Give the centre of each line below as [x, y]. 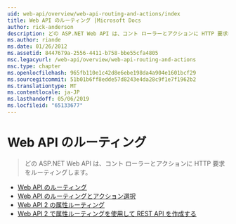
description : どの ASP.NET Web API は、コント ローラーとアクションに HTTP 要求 [118, 33]
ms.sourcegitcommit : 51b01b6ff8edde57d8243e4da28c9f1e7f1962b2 [102, 79]
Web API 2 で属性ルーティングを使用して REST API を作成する [107, 213]
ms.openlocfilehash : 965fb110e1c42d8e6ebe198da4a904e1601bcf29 [102, 73]
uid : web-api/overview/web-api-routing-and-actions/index [94, 14]
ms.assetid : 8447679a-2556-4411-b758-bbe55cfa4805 [83, 54]
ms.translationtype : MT [42, 86]
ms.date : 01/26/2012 [38, 46]
